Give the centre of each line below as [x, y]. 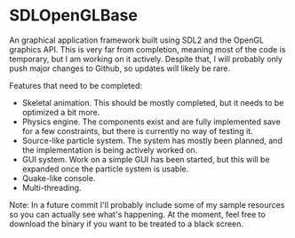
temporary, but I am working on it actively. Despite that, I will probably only [146, 59]
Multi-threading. [52, 187]
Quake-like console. [59, 178]
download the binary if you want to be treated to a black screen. [127, 224]
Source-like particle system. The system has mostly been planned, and [152, 140]
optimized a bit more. [61, 112]
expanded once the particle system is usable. [105, 169]
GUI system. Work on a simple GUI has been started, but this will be [146, 159]
